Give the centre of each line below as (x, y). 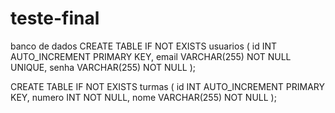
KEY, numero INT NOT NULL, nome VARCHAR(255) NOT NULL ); (143, 97)
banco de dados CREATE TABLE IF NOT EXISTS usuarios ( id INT (144, 46)
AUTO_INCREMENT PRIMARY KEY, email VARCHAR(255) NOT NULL (151, 56)
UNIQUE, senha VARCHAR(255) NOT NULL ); (103, 67)
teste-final (55, 18)
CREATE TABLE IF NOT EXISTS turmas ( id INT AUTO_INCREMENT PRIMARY (168, 86)
